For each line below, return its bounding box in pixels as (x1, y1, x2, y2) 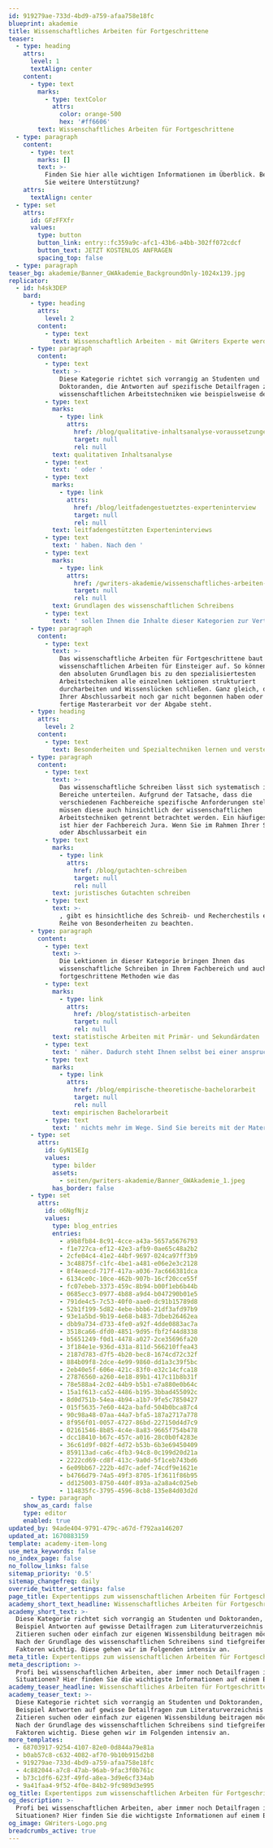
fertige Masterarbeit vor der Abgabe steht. (59, 700, 213, 708)
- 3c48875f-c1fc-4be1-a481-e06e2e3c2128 (59, 1260, 198, 1268)
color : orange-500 (59, 111, 122, 119)
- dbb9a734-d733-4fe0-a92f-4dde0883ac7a (59, 1320, 198, 1328)
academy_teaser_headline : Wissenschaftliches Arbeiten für (8, 1683, 213, 1692)
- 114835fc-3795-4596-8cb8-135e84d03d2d (59, 1486, 198, 1495)
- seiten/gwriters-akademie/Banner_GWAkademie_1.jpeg (59, 1176, 245, 1184)
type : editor (23, 1510, 67, 1518)
